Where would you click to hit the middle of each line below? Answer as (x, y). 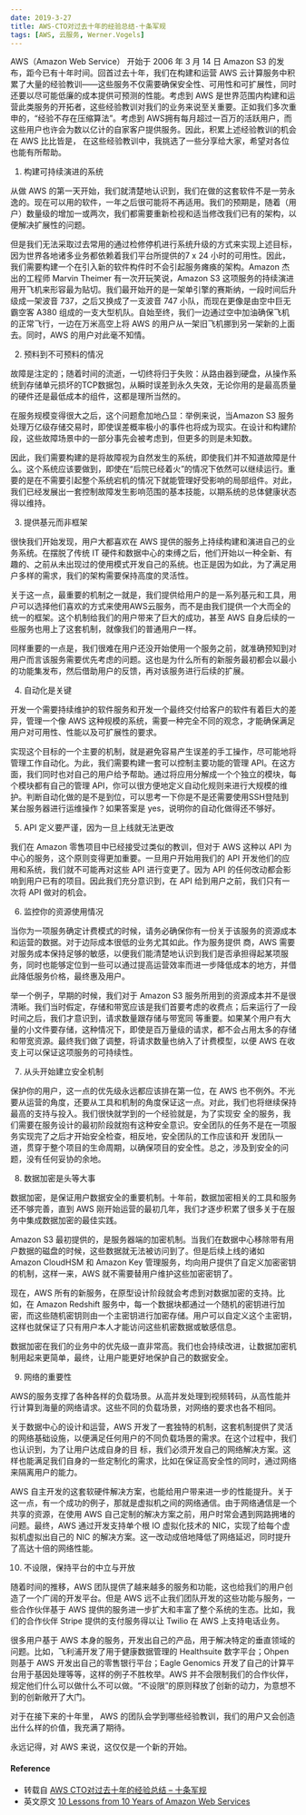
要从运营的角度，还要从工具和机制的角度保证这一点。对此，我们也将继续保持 (153, 1102)
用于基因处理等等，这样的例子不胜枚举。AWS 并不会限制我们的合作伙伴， (155, 1674)
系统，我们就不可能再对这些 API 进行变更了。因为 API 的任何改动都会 (155, 870)
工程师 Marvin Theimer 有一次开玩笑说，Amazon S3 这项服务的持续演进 (160, 279)
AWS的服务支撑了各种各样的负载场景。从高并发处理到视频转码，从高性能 (147, 1396)
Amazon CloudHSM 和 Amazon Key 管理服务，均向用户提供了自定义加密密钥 (153, 1262)
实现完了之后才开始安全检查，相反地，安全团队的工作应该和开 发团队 (146, 1137)
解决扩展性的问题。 (54, 225)
